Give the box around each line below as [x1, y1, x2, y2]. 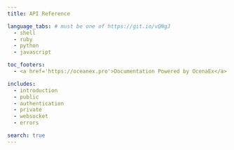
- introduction [13, 87, 58, 94]
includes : [7, 80, 36, 87]
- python [13, 43, 39, 50]
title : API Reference [7, 10, 71, 17]
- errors [13, 119, 39, 126]
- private [13, 106, 42, 114]
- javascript [13, 49, 52, 56]
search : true [7, 132, 46, 139]
